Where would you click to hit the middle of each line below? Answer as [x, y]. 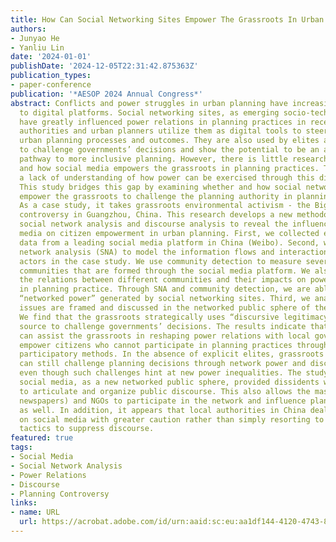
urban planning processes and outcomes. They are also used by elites [169, 141]
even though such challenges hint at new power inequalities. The [160, 373]
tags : [21, 447]
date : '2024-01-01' [51, 57]
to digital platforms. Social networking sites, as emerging [149, 112]
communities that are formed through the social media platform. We [165, 271]
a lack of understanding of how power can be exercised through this [167, 177]
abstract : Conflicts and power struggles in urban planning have [149, 103]
